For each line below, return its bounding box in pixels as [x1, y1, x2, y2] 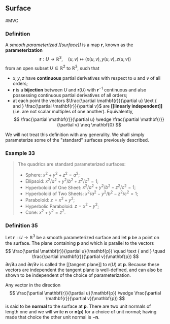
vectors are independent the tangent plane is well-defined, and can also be [5, 267, 162, 273]
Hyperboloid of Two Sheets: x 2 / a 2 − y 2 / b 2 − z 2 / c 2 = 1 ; [25, 190, 139, 197]
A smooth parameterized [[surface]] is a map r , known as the [5, 42, 133, 48]
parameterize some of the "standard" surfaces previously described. [5, 137, 149, 143]
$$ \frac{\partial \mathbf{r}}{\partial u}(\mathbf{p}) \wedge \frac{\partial [9, 289, 161, 296]
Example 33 [5, 150, 36, 156]
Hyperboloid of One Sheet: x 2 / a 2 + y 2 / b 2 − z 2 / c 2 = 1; [25, 183, 136, 190]
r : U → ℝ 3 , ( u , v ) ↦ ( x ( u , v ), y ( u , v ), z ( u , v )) [39, 55, 131, 62]
